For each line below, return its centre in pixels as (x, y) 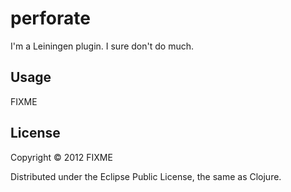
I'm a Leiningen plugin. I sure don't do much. (102, 46)
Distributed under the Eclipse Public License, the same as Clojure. (146, 176)
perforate (50, 18)
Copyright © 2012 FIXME (61, 157)
